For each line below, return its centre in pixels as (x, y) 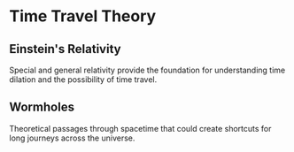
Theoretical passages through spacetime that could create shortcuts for (140, 128)
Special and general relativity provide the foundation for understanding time (147, 70)
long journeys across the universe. (72, 138)
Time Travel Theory (83, 16)
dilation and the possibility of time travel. (83, 80)
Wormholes (42, 107)
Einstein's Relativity (65, 49)
